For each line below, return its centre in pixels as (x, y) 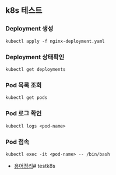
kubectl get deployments (36, 69)
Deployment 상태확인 (35, 57)
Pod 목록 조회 (24, 85)
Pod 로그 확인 (24, 114)
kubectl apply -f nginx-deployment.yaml (55, 41)
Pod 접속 (17, 142)
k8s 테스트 (24, 11)
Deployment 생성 (29, 29)
